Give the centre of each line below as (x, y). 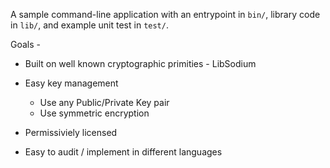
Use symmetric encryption (94, 113)
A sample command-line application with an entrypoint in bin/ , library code (165, 14)
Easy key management (71, 83)
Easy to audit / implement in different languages (123, 152)
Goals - (25, 44)
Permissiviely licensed (71, 132)
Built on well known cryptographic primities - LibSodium (140, 63)
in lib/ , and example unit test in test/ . (89, 25)
